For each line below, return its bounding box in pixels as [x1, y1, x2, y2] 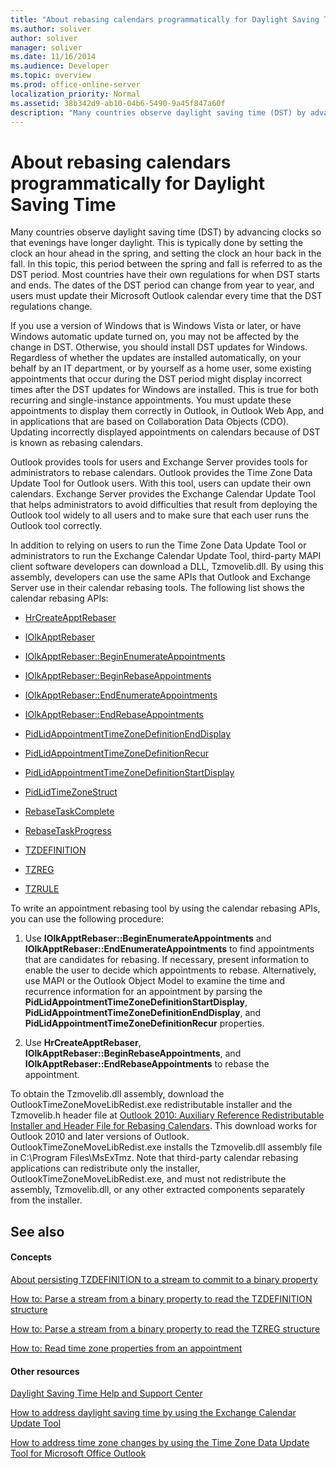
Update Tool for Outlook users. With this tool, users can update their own [10, 477, 312, 490]
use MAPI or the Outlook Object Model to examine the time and [24, 975, 286, 987]
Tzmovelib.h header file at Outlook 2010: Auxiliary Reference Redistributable [10, 1109, 325, 1121]
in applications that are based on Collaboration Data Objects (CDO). [10, 416, 290, 428]
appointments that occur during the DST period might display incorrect [10, 373, 303, 385]
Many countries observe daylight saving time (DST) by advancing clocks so [10, 226, 322, 238]
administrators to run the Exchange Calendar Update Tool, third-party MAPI [10, 550, 322, 562]
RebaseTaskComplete [24, 806, 115, 818]
